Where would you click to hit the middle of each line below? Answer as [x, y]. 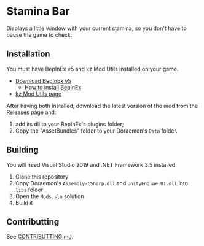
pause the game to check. [39, 34]
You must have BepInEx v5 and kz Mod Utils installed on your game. [92, 69]
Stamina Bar [38, 11]
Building [22, 150]
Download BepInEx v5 [43, 80]
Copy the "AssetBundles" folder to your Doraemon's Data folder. [96, 131]
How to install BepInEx [53, 87]
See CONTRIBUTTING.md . [40, 237]
